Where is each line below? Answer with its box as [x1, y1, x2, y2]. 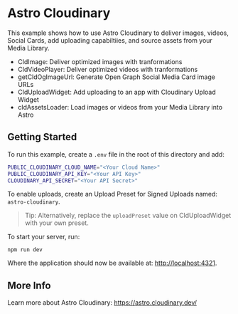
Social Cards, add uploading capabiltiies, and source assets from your [7, 36, 213, 44]
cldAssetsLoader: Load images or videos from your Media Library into [17, 103, 222, 111]
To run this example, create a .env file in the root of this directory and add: [7, 150, 225, 158]
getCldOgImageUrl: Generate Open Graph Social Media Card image [17, 73, 215, 81]
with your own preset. [24, 219, 89, 227]
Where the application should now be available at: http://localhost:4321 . [7, 258, 217, 268]
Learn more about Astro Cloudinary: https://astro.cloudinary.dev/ [7, 298, 198, 307]
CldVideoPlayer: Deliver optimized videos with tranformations [17, 65, 198, 73]
